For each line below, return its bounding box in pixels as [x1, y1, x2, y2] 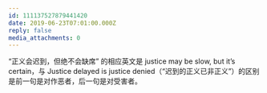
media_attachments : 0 [8, 33, 81, 42]
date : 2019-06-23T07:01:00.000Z [8, 19, 116, 27]
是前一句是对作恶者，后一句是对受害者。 [8, 76, 142, 86]
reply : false [8, 26, 52, 34]
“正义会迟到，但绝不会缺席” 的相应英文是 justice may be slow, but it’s [8, 56, 236, 66]
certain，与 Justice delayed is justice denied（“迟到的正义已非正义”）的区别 [8, 67, 260, 76]
